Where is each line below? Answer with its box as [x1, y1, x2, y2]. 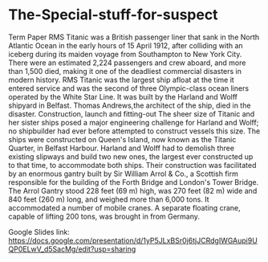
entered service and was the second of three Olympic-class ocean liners [8, 83, 250, 93]
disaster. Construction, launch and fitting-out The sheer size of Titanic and [8, 108, 255, 118]
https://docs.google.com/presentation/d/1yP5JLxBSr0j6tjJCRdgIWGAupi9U [8, 235, 258, 245]
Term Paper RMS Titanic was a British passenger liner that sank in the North [8, 32, 260, 42]
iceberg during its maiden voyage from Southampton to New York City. [8, 49, 242, 59]
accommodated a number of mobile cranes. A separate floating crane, [8, 203, 241, 212]
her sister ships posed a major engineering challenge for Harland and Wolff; [8, 117, 259, 127]
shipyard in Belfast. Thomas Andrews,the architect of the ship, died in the [8, 100, 251, 110]
